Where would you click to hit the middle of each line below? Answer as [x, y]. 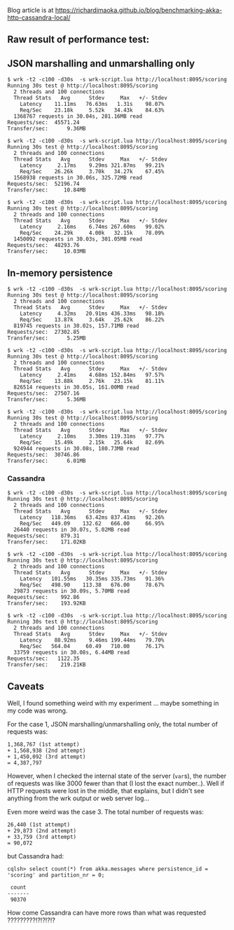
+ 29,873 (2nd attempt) [42, 831]
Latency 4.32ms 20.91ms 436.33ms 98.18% [92, 314]
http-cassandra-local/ [39, 18]
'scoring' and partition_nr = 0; [56, 875]
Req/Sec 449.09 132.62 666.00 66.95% [92, 524]
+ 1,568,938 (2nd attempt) [47, 751]
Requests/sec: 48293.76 [43, 245]
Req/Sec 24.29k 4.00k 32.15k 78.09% [92, 233]
